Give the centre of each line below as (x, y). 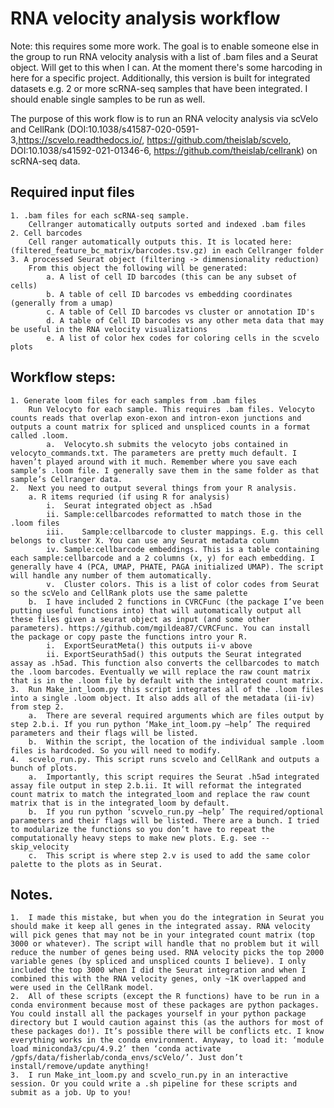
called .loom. (40, 435)
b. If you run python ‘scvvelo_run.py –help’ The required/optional (176, 812)
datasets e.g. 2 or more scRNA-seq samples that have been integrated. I (159, 88)
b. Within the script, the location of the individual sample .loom (176, 742)
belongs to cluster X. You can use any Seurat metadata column (145, 540)
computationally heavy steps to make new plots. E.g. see (133, 838)
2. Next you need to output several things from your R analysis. (154, 488)
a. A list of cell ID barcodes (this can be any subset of (172, 277)
